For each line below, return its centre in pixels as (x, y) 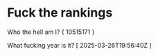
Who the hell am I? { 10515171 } (51, 32)
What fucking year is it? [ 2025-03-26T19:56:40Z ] (80, 45)
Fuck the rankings (60, 13)
